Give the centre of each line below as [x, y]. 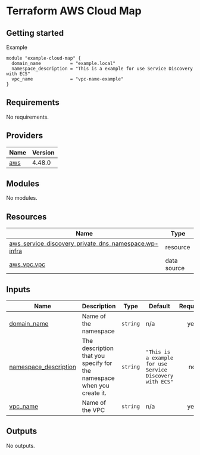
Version [43, 152]
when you [96, 386]
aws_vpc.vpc [27, 265]
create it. [94, 393]
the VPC [93, 410]
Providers [25, 136]
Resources [26, 217]
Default [160, 307]
